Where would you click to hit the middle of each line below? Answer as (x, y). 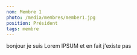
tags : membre (23, 29)
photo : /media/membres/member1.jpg (51, 18)
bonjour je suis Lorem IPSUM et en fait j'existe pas (69, 46)
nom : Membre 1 (24, 12)
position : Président (32, 23)
